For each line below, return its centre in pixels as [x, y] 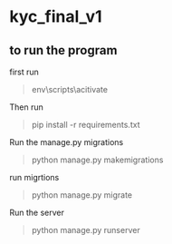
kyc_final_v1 [56, 17]
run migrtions [34, 177]
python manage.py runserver [86, 230]
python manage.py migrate [82, 195]
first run [24, 72]
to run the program [63, 50]
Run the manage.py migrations [67, 142]
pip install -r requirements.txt [86, 125]
